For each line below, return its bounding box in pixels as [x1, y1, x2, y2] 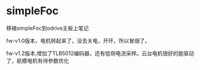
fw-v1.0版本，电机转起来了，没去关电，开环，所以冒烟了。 [6, 37, 150, 44]
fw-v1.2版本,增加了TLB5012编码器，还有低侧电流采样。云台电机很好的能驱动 [6, 49, 194, 57]
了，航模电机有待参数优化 [6, 57, 69, 64]
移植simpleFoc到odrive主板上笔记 [6, 24, 89, 31]
